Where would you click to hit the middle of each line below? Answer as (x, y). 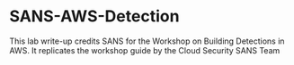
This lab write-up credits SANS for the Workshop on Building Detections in (147, 41)
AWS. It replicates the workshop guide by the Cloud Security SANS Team (145, 50)
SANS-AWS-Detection (94, 16)
